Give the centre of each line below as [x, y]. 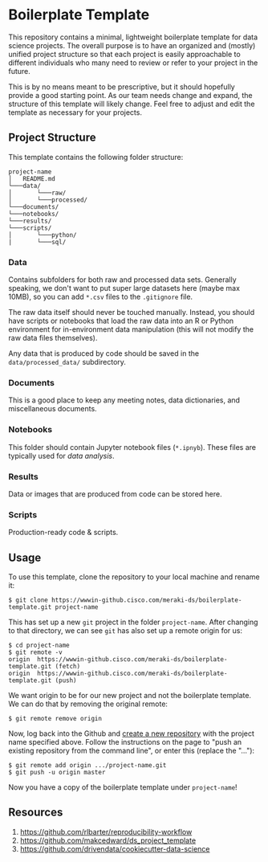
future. [19, 71]
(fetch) [68, 667]
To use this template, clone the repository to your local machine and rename [134, 577]
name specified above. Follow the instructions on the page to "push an [125, 742]
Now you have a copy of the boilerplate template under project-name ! [123, 787]
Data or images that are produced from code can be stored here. [115, 494]
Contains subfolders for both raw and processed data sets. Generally [122, 280]
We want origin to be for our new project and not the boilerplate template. [130, 696]
